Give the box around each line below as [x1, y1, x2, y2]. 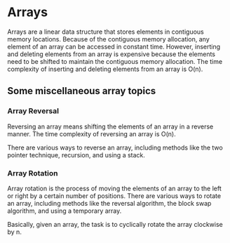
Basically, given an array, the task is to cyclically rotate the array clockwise [7, 220, 223, 228]
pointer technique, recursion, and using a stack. [7, 150, 146, 159]
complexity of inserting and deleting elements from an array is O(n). [7, 65, 203, 73]
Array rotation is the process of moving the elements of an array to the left [7, 184, 222, 192]
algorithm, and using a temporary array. [7, 206, 122, 215]
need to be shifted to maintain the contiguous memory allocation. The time [7, 57, 223, 65]
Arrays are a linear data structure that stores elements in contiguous [7, 27, 205, 36]
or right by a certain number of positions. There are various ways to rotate [7, 191, 222, 200]
